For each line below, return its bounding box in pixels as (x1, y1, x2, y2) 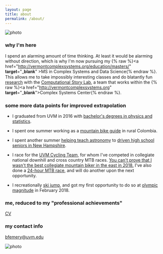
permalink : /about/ (5, 16, 45, 21)
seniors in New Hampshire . (12, 142, 67, 148)
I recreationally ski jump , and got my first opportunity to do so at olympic (12, 182, 158, 188)
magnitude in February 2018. (12, 187, 70, 193)
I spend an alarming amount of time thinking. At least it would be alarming (5, 53, 153, 59)
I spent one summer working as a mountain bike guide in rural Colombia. (12, 127, 158, 133)
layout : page (5, 7, 32, 12)
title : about (5, 12, 32, 17)
